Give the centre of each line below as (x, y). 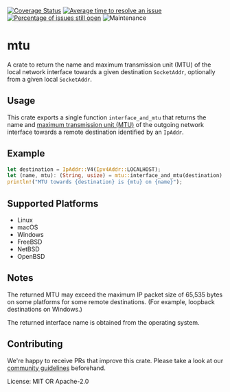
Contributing (35, 344)
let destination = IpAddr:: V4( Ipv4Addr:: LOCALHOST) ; (84, 169)
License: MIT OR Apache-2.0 (48, 381)
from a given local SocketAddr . (50, 79)
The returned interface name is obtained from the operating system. (103, 322)
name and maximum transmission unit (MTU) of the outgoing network (106, 124)
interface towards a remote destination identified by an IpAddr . (95, 132)
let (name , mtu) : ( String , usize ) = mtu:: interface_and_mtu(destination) (115, 176)
